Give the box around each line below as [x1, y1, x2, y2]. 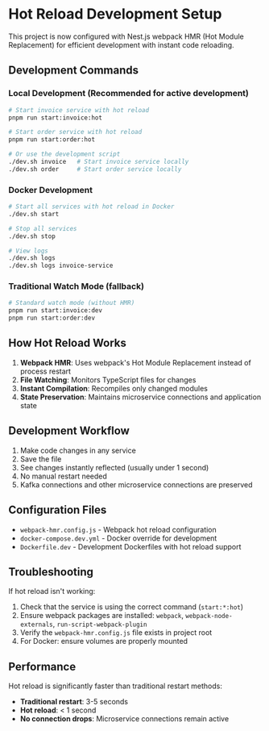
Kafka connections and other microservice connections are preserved [19, 479, 253, 489]
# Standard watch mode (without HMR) [8, 299, 135, 307]
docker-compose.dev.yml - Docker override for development [19, 533, 217, 543]
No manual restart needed [19, 471, 107, 481]
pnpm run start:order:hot [8, 136, 95, 144]
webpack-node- [184, 612, 233, 620]
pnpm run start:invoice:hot [8, 114, 103, 122]
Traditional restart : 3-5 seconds [19, 697, 129, 707]
